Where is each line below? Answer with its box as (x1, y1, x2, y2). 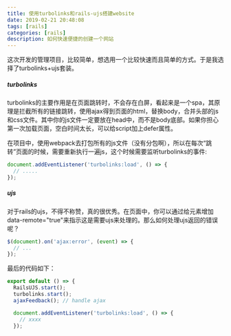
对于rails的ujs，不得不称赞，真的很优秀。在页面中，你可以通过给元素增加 (7, 207, 214, 216)
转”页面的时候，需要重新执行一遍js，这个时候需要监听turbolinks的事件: (7, 147, 208, 156)
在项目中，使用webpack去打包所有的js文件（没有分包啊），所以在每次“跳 (7, 139, 212, 147)
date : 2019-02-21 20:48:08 (7, 17, 85, 23)
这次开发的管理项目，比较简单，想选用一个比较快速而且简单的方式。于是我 (7, 56, 218, 64)
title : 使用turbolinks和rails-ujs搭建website (7, 10, 135, 17)
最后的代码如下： (7, 264, 56, 273)
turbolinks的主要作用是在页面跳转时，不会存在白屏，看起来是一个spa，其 (7, 98, 214, 107)
